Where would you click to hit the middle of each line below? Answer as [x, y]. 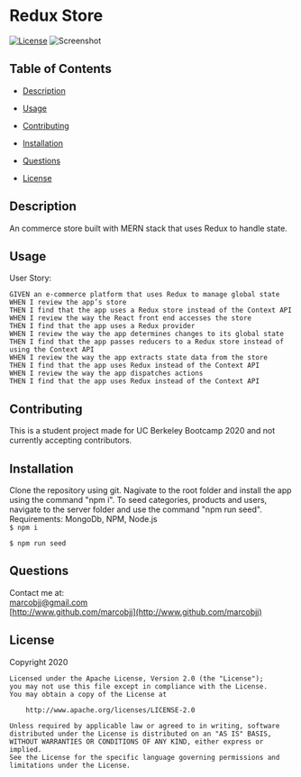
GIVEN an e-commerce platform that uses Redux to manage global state [145, 295]
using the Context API [52, 350]
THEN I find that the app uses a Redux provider [102, 326]
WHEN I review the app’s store [68, 303]
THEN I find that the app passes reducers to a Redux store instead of [146, 342]
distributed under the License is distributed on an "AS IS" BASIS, [141, 734]
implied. [26, 749]
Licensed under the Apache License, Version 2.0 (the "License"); [137, 678]
